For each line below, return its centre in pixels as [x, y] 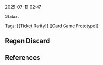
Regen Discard [27, 41]
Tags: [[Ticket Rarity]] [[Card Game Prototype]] [52, 26]
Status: [12, 16]
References [23, 57]
